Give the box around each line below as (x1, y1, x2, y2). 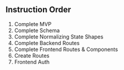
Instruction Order (5, 5, 72, 15)
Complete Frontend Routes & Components (14, 46, 119, 53)
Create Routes (14, 52, 50, 59)
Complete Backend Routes (14, 39, 80, 46)
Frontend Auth (14, 58, 50, 65)
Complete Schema (14, 27, 60, 34)
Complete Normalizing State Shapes (14, 33, 104, 40)
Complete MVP (14, 20, 52, 27)
